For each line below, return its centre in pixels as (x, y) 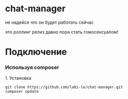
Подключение (36, 52)
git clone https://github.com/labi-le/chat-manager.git (64, 87)
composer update (22, 92)
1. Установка (18, 78)
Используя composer (32, 67)
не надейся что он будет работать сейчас (50, 22)
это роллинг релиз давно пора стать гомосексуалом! (62, 32)
